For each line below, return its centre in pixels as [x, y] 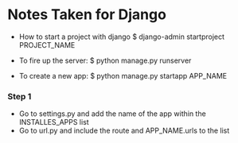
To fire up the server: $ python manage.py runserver [105, 60]
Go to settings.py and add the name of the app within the [112, 114]
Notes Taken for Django [87, 15]
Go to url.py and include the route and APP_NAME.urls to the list [124, 131]
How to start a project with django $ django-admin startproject [121, 37]
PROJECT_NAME [47, 44]
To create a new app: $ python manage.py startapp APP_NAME [123, 75]
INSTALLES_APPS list [54, 122]
